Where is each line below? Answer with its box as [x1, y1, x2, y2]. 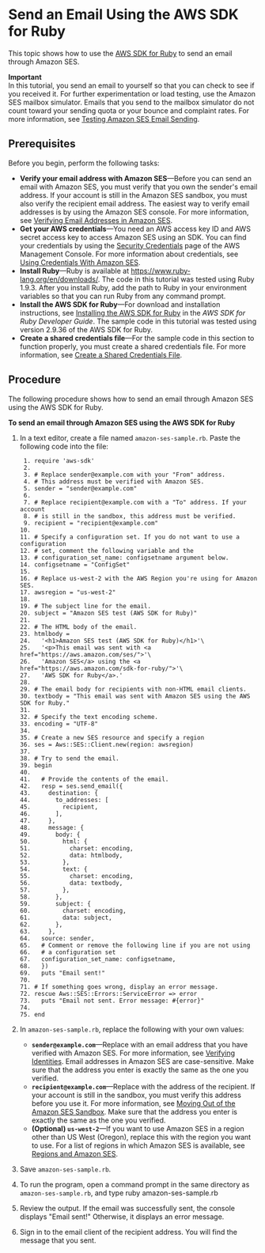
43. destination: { [19, 789, 99, 797]
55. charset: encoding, [19, 872, 134, 880]
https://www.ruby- [130, 266, 191, 275]
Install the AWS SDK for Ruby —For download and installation [19, 299, 221, 309]
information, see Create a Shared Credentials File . [19, 350, 183, 359]
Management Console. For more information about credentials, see [19, 249, 239, 259]
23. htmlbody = [19, 630, 70, 638]
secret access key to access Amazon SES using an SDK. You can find [19, 232, 247, 242]
